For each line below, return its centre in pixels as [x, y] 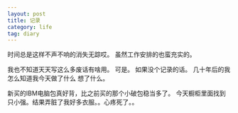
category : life [30, 27]
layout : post [27, 14]
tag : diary [23, 34]
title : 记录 [24, 20]
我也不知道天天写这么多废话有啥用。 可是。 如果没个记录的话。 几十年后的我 [119, 70]
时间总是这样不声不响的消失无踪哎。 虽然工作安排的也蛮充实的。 [102, 54]
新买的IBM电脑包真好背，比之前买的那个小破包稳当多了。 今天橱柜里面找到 [117, 93]
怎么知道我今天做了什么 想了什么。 [58, 78]
